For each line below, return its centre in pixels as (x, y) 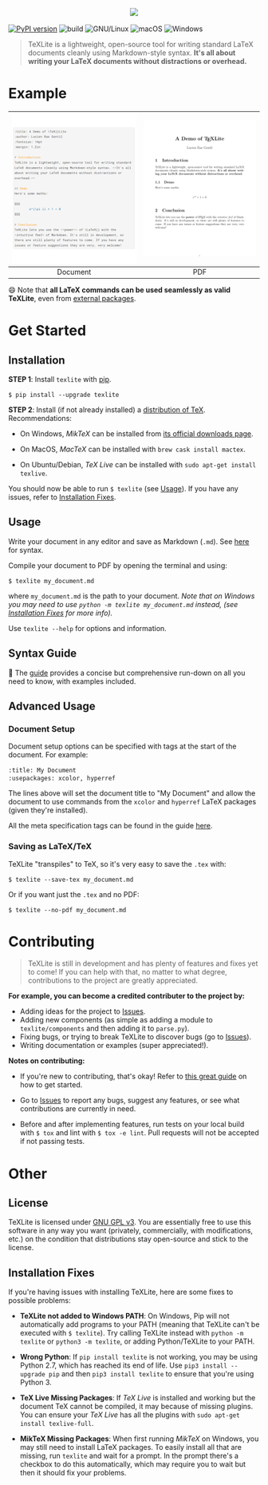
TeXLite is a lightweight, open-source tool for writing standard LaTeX (140, 44)
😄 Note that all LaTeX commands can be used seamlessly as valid (120, 290)
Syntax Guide (43, 654)
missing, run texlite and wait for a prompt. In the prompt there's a (129, 1456)
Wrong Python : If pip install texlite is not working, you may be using (138, 1357)
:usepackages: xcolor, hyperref (62, 779)
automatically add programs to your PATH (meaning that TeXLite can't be (140, 1324)
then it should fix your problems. (73, 1473)
